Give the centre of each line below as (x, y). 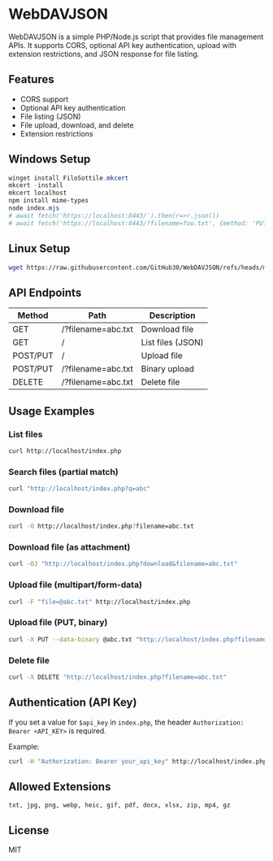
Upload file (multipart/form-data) (75, 585)
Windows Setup (50, 159)
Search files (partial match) (64, 472)
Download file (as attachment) (69, 547)
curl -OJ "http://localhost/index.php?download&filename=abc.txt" (123, 564)
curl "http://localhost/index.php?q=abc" (80, 489)
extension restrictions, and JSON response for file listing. (104, 54)
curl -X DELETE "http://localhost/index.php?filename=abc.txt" (118, 677)
